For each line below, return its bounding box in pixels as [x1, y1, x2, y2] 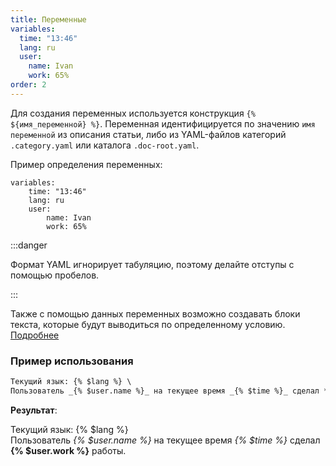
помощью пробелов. [10, 269, 100, 281]
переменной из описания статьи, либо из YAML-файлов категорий [10, 128, 287, 140]
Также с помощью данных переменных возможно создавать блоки [10, 307, 301, 320]
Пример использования [10, 354, 134, 368]
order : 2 [10, 80, 47, 90]
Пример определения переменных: [10, 158, 163, 170]
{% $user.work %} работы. [10, 444, 127, 456]
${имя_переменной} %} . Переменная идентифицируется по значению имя [10, 117, 316, 130]
